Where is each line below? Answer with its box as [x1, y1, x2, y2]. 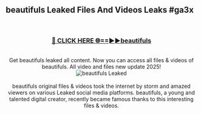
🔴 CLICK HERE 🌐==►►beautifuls [51, 36, 152, 45]
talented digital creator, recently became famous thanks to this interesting [9, 96, 194, 103]
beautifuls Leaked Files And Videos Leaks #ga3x [5, 5, 194, 15]
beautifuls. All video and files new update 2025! [41, 63, 162, 71]
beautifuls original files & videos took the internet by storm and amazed [12, 82, 191, 90]
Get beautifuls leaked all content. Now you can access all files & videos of [9, 57, 194, 64]
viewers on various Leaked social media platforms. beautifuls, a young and [8, 89, 195, 96]
